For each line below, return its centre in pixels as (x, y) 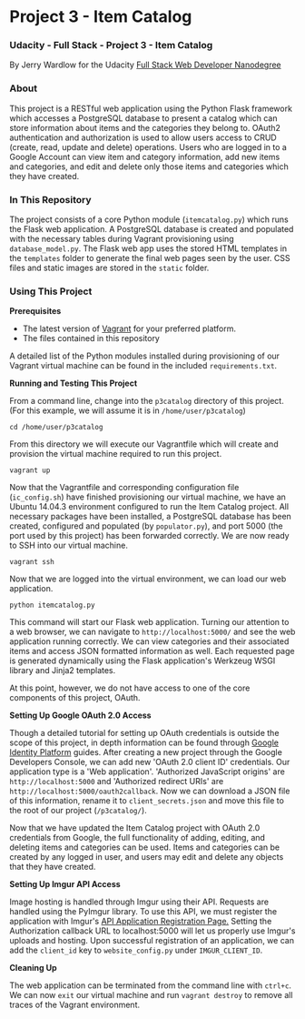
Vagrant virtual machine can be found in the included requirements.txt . (143, 366)
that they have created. (53, 867)
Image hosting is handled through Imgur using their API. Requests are (139, 902)
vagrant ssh (32, 562)
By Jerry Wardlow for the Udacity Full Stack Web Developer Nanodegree (145, 65)
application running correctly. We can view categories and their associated (149, 641)
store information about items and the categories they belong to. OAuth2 (145, 127)
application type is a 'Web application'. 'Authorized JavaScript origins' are (148, 772)
